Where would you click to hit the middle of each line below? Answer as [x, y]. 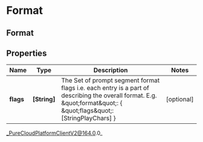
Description [111, 70]
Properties [27, 53]
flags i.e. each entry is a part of [105, 88]
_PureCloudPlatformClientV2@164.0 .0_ [54, 133]
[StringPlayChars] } [89, 118]
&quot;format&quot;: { [92, 103]
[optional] [180, 99]
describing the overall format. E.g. [109, 95]
